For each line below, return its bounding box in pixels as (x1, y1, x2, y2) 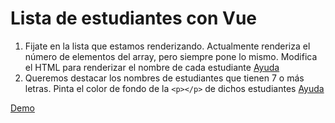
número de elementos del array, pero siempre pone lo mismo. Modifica (24, 50, 318, 62)
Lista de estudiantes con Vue (10, 7, 258, 30)
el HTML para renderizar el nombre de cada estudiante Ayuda (24, 61, 280, 73)
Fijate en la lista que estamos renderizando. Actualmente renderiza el (24, 40, 311, 52)
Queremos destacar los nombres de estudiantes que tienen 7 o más (24, 72, 305, 84)
